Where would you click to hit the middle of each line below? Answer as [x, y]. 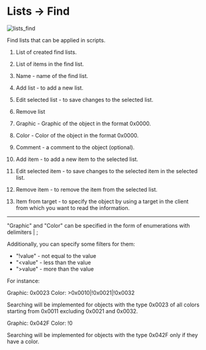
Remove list [30, 111]
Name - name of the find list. [52, 76]
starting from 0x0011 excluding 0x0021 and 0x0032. [72, 311]
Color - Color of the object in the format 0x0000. [77, 135]
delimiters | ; [23, 232]
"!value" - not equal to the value [56, 255]
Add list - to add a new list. [50, 88]
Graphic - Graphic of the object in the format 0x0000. [83, 123]
